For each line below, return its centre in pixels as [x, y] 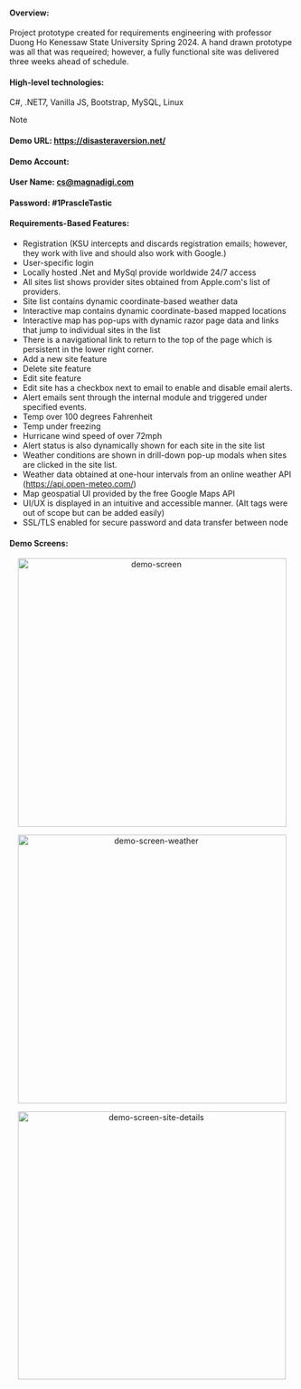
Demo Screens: [39, 543]
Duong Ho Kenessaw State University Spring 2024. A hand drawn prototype [150, 43]
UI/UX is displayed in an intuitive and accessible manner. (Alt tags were [155, 503]
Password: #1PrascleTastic [61, 203]
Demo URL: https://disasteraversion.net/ [88, 141]
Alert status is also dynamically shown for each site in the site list [143, 445]
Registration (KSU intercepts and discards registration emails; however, [155, 243]
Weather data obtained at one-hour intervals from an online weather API [157, 474]
